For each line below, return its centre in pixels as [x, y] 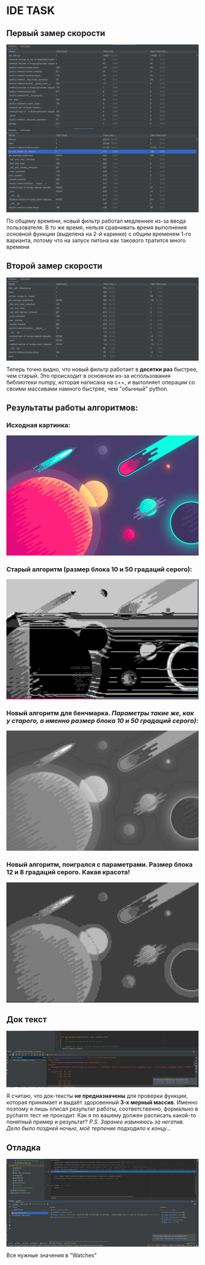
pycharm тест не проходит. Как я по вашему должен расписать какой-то [101, 1115]
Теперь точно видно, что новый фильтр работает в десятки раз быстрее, [102, 369]
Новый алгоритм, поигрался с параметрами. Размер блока [100, 865]
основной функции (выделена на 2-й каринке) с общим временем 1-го [99, 234]
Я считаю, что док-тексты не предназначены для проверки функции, [97, 1096]
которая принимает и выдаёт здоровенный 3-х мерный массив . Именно [102, 1103]
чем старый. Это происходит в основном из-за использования [88, 376]
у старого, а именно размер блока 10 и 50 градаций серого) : [103, 721]
